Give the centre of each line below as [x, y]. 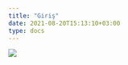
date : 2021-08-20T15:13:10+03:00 [64, 23]
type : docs [27, 30]
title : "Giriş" [34, 16]
